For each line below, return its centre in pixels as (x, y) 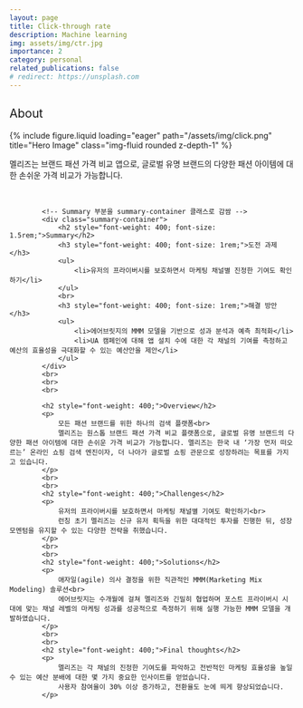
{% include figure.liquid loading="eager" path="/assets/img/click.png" (141, 135)
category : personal (46, 60)
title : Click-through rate (60, 26)
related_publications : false (64, 69)
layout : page (34, 18)
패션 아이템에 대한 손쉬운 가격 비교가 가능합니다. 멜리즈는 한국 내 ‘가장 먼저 (151, 442)
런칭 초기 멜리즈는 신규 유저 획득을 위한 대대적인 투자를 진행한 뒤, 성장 (175, 521)
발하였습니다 (28, 618)
